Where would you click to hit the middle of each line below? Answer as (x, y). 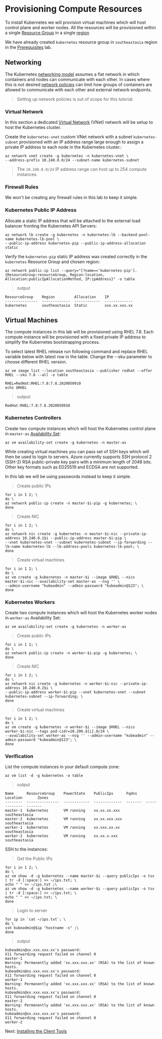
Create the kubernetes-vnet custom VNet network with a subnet (69, 137)
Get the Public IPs (35, 859)
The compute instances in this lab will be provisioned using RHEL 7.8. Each (79, 332)
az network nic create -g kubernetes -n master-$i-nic (61, 534)
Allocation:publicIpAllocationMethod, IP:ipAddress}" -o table (70, 279)
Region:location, (87, 275)
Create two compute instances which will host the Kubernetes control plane (81, 429)
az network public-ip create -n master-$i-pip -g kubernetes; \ (71, 503)
